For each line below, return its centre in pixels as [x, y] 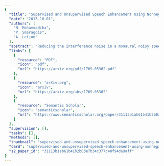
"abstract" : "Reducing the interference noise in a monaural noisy [79, 46]
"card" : [17, 147]
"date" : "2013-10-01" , [32, 19]
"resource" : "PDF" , [37, 60]
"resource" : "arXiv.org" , [44, 83]
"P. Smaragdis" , [30, 32]
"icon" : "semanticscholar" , [46, 110]
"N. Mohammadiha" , [32, 28]
